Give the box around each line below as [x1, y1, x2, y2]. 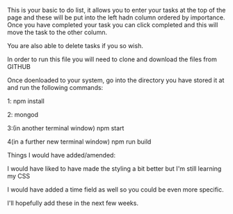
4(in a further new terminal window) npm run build [7, 137, 152, 146]
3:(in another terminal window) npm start [7, 124, 124, 132]
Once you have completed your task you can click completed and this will [7, 21, 218, 29]
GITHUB [7, 63, 31, 70]
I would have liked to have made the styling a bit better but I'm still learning [7, 165, 222, 173]
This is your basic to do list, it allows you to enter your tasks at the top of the [7, 6, 226, 14]
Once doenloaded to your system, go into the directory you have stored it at [7, 76, 225, 84]
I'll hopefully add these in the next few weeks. [7, 199, 139, 207]
